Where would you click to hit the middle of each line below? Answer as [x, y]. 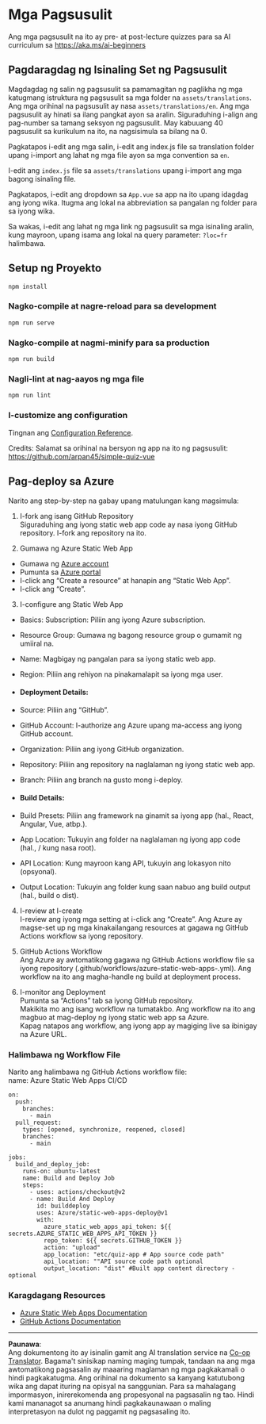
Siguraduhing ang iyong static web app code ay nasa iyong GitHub [128, 524]
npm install [28, 286]
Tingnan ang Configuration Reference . [70, 432]
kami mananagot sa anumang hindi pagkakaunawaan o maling [110, 1403]
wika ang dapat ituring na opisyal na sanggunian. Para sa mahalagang [122, 1386]
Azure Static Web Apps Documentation [84, 1313]
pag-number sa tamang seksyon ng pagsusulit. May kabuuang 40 [116, 123]
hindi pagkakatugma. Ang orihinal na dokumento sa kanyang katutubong [127, 1377]
